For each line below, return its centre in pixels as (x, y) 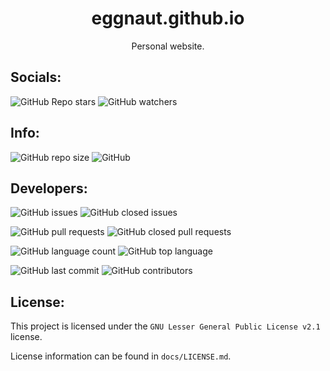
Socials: (36, 77)
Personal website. (168, 46)
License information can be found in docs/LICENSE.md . (121, 356)
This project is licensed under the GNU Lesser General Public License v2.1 (165, 326)
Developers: (49, 188)
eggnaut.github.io (168, 18)
